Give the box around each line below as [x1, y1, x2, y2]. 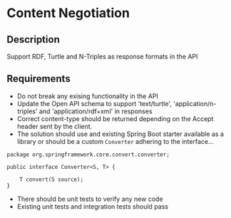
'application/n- [173, 99, 217, 108]
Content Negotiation [6, 5, 130, 21]
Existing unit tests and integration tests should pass [16, 202, 169, 211]
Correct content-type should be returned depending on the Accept [16, 114, 214, 123]
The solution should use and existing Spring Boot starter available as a [16, 130, 224, 138]
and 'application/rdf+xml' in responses [38, 107, 153, 115]
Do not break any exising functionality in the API [16, 91, 158, 100]
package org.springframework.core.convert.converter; [6, 151, 170, 158]
